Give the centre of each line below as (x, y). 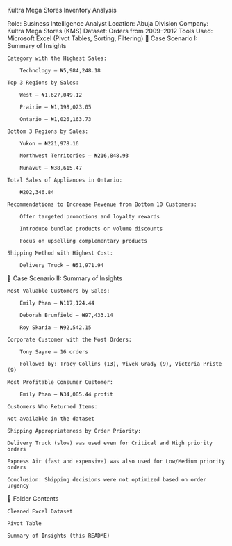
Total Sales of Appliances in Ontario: (65, 180)
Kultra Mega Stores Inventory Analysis (62, 10)
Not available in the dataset (51, 419)
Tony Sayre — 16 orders (54, 352)
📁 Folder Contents (33, 499)
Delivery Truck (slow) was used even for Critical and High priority (110, 443)
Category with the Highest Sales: (57, 58)
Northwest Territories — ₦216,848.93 (74, 156)
